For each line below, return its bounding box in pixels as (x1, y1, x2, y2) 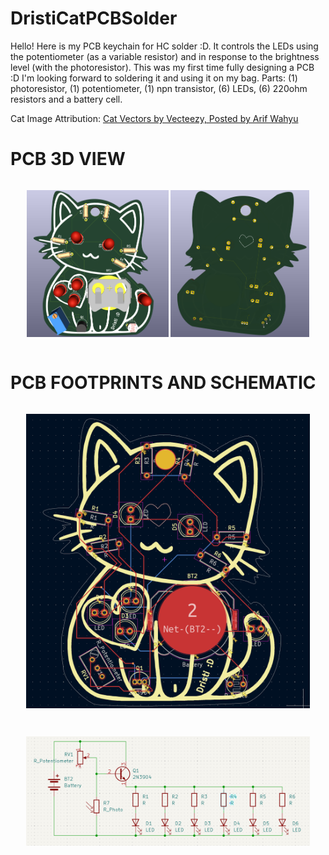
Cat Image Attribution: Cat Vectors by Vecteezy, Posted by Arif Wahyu (10, 112, 299, 124)
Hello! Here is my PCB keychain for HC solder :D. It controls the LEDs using (10, 40, 319, 52)
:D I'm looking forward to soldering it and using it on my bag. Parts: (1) (10, 72, 298, 84)
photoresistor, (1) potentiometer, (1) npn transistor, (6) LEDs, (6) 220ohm (10, 82, 308, 94)
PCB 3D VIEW (10, 148, 126, 171)
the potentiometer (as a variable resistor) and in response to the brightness (10, 50, 320, 62)
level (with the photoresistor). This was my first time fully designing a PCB (10, 61, 315, 73)
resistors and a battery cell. (10, 93, 123, 105)
